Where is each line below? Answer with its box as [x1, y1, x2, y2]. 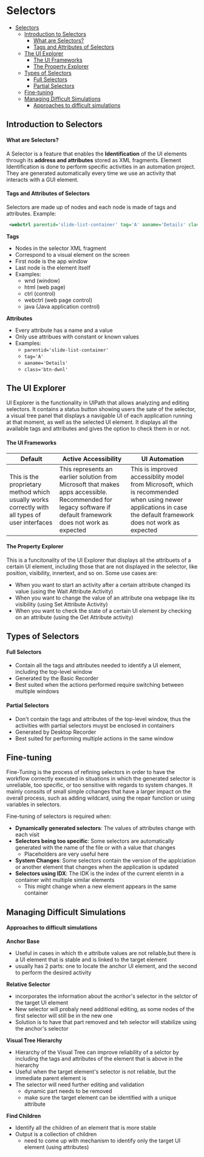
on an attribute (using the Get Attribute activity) [15, 614, 134, 621]
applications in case [130, 503, 188, 511]
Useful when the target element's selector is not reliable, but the [15, 1068, 176, 1075]
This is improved [130, 465, 178, 473]
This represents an [59, 465, 113, 473]
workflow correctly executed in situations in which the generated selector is [6, 775, 196, 783]
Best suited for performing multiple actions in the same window [15, 734, 174, 742]
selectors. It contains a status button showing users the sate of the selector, [6, 406, 196, 413]
